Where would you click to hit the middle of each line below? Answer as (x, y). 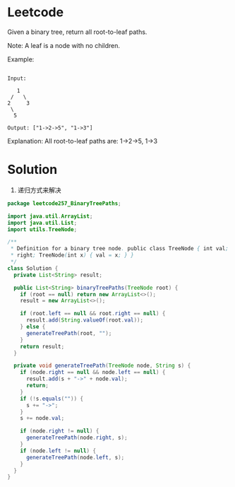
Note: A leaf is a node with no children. (64, 45)
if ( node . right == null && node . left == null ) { (93, 372)
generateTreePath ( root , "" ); (69, 333)
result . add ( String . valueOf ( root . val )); (84, 320)
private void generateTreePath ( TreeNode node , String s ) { (102, 366)
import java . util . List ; (42, 223)
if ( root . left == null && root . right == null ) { (93, 314)
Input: (17, 78)
